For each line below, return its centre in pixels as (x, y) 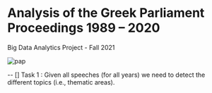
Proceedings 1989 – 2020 (84, 28)
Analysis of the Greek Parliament (106, 13)
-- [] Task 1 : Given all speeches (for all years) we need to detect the (106, 75)
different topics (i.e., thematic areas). (61, 82)
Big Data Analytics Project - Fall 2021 (61, 47)
